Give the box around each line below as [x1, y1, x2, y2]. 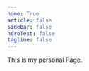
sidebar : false [7, 23, 52, 30]
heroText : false [7, 30, 55, 37]
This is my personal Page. [7, 56, 83, 64]
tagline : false [7, 37, 52, 44]
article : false [7, 17, 52, 24]
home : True [7, 10, 40, 18]
